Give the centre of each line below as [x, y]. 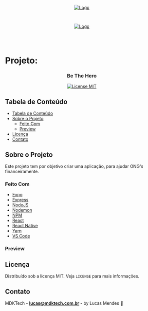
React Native [25, 226]
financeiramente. [22, 172]
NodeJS [20, 205]
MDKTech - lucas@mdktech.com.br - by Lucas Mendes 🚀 [64, 303]
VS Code [21, 236]
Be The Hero [82, 76]
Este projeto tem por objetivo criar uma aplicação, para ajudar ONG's [74, 166]
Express [20, 200]
